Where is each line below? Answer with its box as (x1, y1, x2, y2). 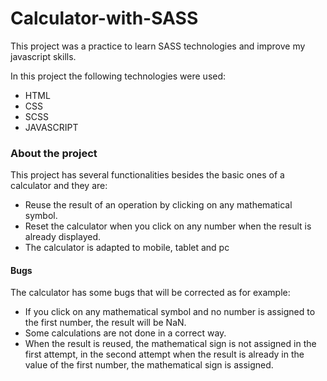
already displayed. (24, 231, 102, 243)
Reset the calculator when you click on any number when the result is (24, 220, 312, 232)
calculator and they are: (10, 180, 108, 192)
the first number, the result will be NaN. (24, 317, 187, 329)
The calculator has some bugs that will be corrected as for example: (10, 287, 291, 299)
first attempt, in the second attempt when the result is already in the (24, 348, 305, 361)
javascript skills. (10, 50, 77, 62)
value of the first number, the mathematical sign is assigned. (24, 359, 274, 371)
